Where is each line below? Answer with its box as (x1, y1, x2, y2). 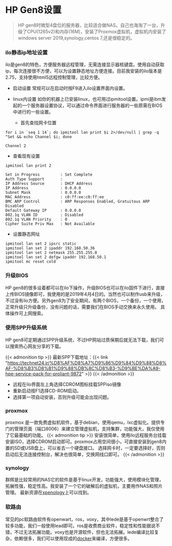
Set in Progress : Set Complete (5, 172, 93, 178)
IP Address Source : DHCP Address (5, 181, 93, 186)
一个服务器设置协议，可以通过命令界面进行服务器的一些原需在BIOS (21, 102, 163, 108)
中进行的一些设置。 (12, 109, 54, 115)
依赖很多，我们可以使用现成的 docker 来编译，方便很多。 (14, 535, 132, 541)
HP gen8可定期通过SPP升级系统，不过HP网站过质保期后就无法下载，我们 (5, 337, 160, 343)
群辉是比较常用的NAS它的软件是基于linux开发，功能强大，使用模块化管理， (5, 476, 164, 483)
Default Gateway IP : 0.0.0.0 (5, 208, 81, 213)
